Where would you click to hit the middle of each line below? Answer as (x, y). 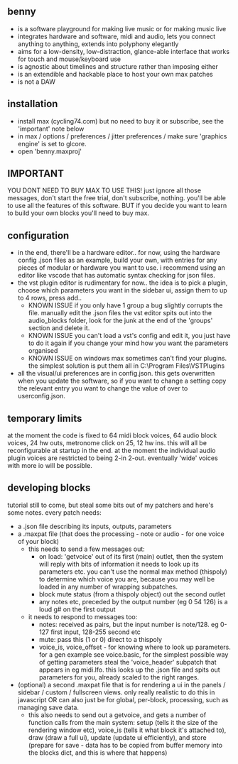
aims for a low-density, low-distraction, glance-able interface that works (123, 51)
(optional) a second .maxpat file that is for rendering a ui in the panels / (121, 684)
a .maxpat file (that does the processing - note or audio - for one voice (121, 534)
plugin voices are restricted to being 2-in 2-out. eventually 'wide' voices (113, 458)
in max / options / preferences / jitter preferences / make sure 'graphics (122, 136)
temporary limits (45, 418)
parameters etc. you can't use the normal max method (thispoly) (133, 572)
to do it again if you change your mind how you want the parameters (128, 343)
